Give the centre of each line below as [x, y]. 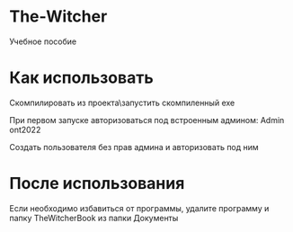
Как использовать [82, 78]
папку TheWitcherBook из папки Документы [94, 218]
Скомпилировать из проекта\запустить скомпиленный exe [122, 103]
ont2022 [25, 129]
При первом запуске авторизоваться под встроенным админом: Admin [147, 120]
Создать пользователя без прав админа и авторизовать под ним [134, 147]
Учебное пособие [43, 41]
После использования [97, 184]
